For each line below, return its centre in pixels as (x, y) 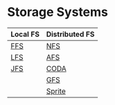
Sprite (56, 91)
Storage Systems (58, 12)
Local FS (25, 34)
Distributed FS (70, 34)
